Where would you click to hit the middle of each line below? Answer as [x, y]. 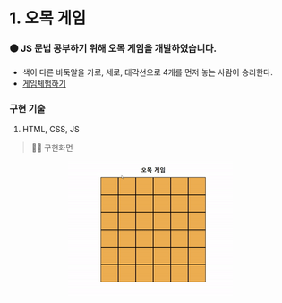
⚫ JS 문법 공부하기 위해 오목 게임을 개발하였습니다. [113, 48]
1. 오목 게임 [48, 18]
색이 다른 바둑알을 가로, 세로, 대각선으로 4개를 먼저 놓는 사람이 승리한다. [147, 72]
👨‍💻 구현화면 [52, 147]
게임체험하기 [44, 84]
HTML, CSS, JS [51, 129]
